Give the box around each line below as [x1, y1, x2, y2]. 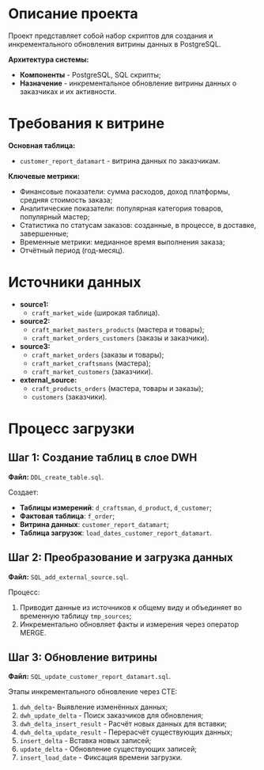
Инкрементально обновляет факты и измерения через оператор [19, 619, 239, 629]
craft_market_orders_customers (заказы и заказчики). [31, 333, 209, 343]
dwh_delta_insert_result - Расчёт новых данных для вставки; [19, 719, 228, 729]
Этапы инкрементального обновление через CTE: [8, 687, 178, 696]
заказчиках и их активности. [19, 86, 117, 96]
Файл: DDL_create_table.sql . [8, 472, 104, 481]
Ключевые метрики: [8, 171, 81, 180]
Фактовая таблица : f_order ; [19, 511, 115, 521]
